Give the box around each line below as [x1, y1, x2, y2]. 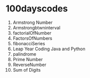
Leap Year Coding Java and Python [12, 46, 86, 52]
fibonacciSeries [12, 40, 45, 46]
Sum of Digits [12, 67, 41, 73]
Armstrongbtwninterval [12, 24, 61, 30]
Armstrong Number [12, 19, 53, 25]
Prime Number [12, 56, 43, 62]
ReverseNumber [12, 62, 47, 68]
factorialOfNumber [12, 30, 52, 36]
